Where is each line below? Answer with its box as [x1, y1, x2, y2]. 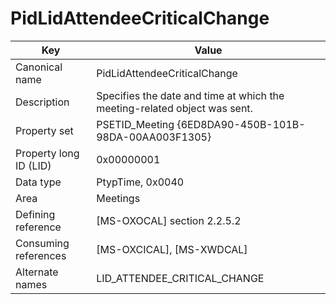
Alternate [15, 265, 59, 279]
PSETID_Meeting [96, 117, 175, 131]
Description [15, 95, 70, 109]
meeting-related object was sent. [96, 101, 253, 115]
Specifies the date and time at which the [96, 88, 285, 102]
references [15, 248, 67, 262]
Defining [15, 207, 56, 221]
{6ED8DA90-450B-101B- [176, 117, 306, 131]
